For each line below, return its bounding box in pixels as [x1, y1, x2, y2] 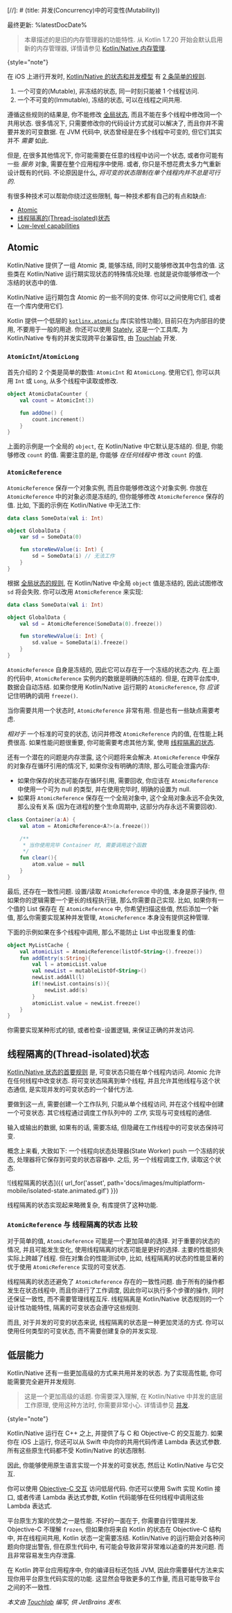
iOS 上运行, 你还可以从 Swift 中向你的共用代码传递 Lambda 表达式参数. [20, 1438, 222, 1446]
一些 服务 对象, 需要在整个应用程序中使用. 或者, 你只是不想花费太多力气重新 [7, 160, 222, 168]
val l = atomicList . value [32, 961, 107, 968]
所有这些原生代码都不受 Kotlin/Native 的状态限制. [7, 1447, 146, 1455]
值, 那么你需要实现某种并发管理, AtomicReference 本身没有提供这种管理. [7, 913, 210, 922]
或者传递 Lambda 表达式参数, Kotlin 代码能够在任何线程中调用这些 [16, 1493, 204, 1501]
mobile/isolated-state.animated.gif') [7, 1187, 109, 1195]
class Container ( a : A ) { [7, 816, 76, 823]
